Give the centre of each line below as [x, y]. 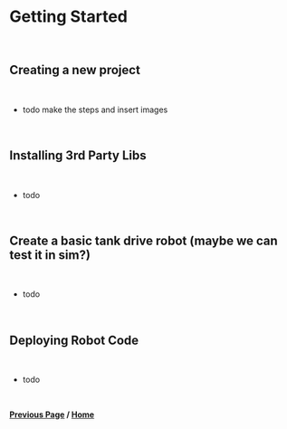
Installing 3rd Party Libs [78, 156]
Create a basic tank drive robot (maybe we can [143, 240]
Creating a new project [75, 70]
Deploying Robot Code [74, 340]
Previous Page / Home [52, 415]
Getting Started [69, 17]
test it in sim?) [50, 255]
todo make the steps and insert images [95, 110]
